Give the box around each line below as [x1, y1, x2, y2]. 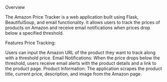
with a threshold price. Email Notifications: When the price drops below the [5, 55, 160, 61]
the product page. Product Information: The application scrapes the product [5, 65, 162, 71]
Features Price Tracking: [5, 40, 56, 46]
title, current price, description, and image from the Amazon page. [5, 71, 142, 77]
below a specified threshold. [5, 30, 64, 36]
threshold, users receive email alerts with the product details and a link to [5, 60, 156, 66]
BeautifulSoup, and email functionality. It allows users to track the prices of [5, 20, 160, 25]
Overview [5, 5, 25, 10]
